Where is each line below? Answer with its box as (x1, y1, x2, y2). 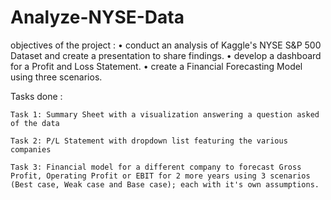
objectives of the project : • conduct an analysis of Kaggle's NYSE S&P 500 (10, 39, 322, 51)
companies (10, 144, 52, 155)
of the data (10, 118, 60, 128)
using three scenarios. (10, 71, 103, 83)
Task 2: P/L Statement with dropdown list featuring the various (10, 136, 288, 146)
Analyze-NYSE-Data (10, 6, 185, 29)
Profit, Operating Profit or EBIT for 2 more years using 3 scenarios (10, 171, 311, 181)
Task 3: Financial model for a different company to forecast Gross (10, 162, 302, 172)
